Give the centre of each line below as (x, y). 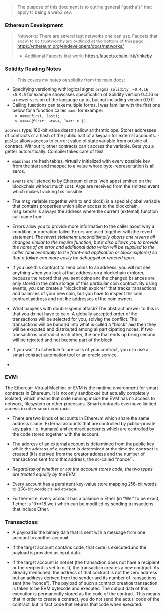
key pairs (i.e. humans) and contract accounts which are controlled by (83, 429)
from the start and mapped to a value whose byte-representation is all (83, 166)
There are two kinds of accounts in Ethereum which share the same (81, 418)
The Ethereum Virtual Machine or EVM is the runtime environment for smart (82, 388)
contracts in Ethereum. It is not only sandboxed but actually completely (77, 393)
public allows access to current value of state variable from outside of (76, 141)
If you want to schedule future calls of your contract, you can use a (80, 349)
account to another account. (41, 538)
